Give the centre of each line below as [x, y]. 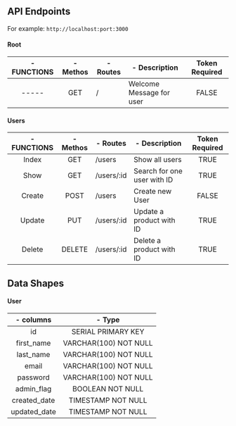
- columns [33, 320]
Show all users [157, 160]
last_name [33, 354]
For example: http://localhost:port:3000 [68, 28]
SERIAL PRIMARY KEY [108, 332]
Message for [150, 93]
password [34, 377]
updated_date [33, 411]
